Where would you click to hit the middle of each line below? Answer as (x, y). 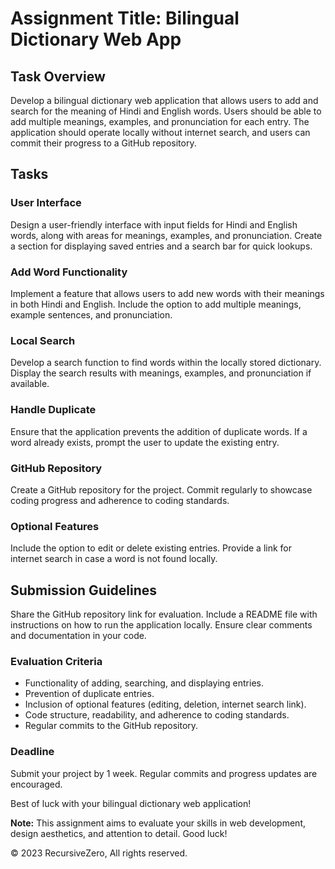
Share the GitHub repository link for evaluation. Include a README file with (164, 614)
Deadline (32, 752)
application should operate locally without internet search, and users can (160, 132)
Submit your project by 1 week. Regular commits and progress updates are (164, 773)
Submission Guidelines (84, 590)
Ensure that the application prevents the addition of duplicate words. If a (159, 431)
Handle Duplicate (53, 410)
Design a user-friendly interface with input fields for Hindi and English (154, 224)
